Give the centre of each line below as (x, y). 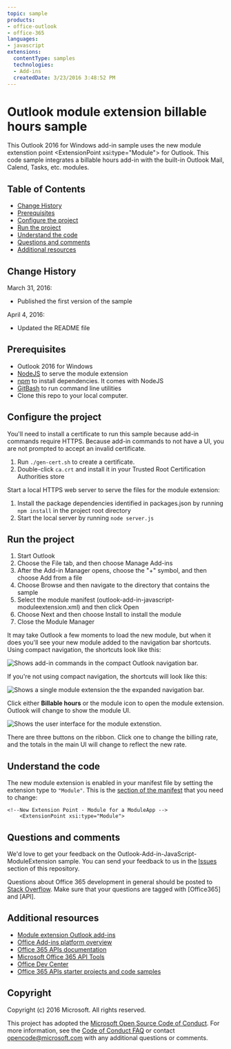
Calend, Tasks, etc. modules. (48, 167)
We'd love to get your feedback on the (61, 854)
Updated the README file (53, 327)
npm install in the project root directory (74, 510)
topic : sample (28, 13)
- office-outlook (32, 26)
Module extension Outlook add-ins (66, 935)
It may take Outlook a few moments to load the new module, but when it (109, 635)
